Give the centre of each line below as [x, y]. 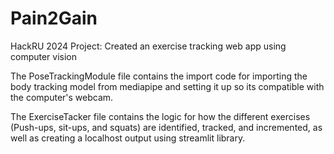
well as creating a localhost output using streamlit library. [128, 138]
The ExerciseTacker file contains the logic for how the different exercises [160, 116]
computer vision [44, 56]
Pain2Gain [54, 18]
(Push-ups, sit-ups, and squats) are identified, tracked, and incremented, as [166, 127]
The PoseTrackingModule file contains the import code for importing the [159, 76]
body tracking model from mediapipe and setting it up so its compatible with [167, 86]
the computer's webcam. [62, 97]
